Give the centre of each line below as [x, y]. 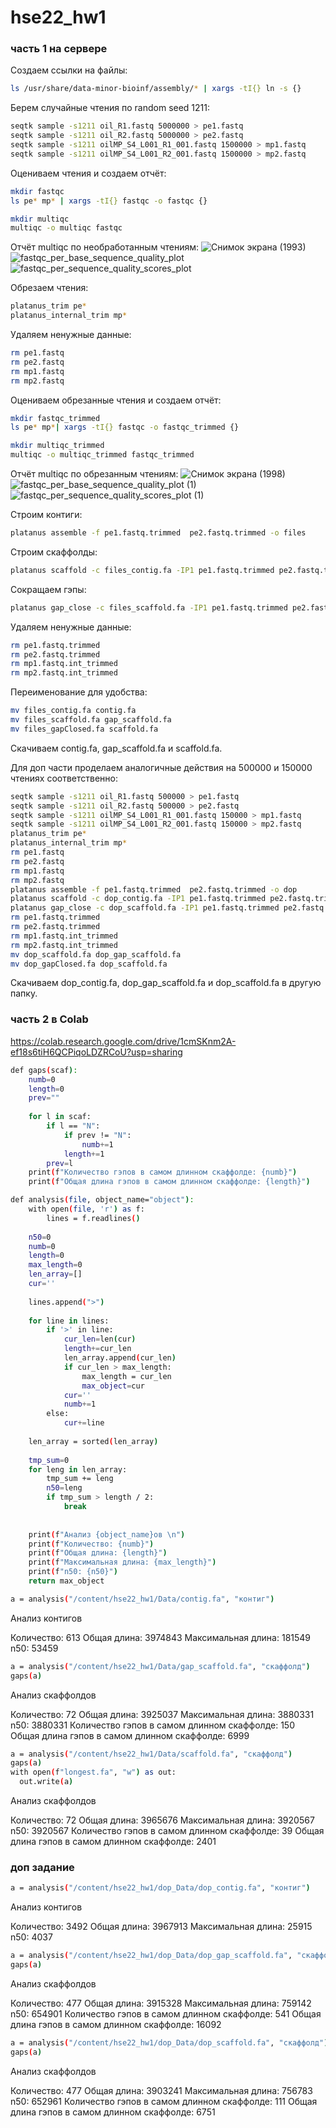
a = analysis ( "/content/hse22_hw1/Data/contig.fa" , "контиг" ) [142, 1599]
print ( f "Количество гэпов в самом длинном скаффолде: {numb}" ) [163, 1172]
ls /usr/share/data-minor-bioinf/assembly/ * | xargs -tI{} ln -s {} [156, 89]
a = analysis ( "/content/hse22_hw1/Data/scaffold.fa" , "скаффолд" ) [151, 1754]
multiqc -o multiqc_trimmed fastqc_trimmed [102, 455]
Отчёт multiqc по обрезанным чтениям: [94, 474]
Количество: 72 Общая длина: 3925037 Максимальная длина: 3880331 [162, 1714]
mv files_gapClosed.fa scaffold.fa [84, 729]
